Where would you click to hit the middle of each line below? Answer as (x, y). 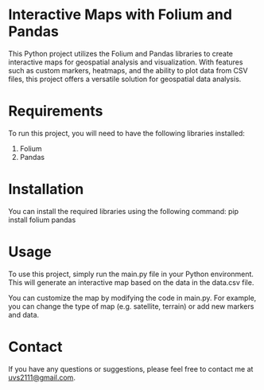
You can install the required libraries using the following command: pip (124, 211)
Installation (46, 189)
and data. (24, 314)
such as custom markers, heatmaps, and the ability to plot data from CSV (128, 70)
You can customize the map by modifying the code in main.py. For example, (132, 298)
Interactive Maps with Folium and (120, 15)
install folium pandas (42, 220)
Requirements (56, 111)
